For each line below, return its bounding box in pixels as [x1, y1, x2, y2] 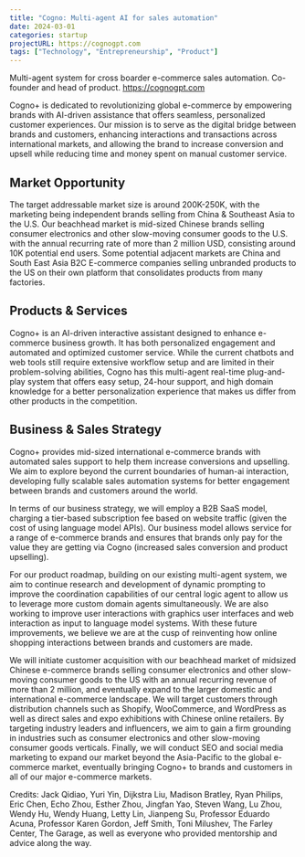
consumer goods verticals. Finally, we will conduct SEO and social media [9, 742, 284, 753]
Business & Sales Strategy [9, 422, 163, 438]
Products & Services [9, 303, 128, 319]
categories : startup [9, 30, 89, 39]
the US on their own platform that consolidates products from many [9, 267, 263, 278]
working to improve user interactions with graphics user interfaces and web [9, 608, 294, 619]
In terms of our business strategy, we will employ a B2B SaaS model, [9, 503, 268, 513]
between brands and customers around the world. [9, 485, 198, 496]
